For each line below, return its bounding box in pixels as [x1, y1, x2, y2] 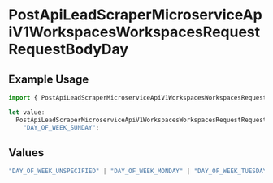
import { [8, 94, 38, 102]
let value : [8, 108, 45, 117]
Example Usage [8, 72, 89, 86]
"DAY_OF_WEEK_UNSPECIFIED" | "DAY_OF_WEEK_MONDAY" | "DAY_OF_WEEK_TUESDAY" [8, 168, 271, 176]
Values [8, 146, 45, 160]
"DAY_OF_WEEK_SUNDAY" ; [23, 123, 100, 131]
